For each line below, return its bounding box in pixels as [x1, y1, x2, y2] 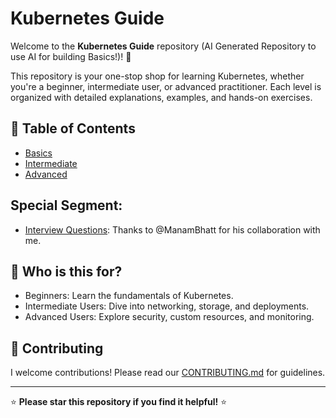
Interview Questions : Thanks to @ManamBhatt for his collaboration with [24, 223, 321, 236]
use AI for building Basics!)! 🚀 [10, 50, 132, 62]
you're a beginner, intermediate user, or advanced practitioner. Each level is [10, 80, 322, 92]
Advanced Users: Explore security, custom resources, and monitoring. [24, 311, 315, 323]
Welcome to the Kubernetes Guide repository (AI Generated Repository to [10, 40, 317, 52]
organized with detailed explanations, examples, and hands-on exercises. [10, 91, 313, 103]
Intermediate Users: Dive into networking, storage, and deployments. [24, 300, 310, 312]
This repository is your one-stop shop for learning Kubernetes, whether [10, 70, 305, 82]
